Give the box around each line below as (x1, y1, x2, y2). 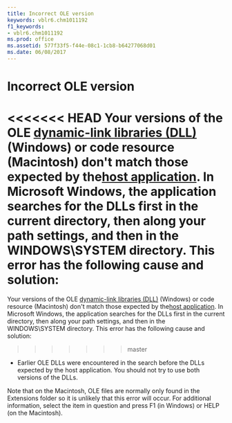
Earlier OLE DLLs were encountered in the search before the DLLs (17, 359, 205, 367)
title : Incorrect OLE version (7, 10, 95, 17)
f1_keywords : (7, 23, 45, 30)
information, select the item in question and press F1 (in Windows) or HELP (7, 402, 220, 409)
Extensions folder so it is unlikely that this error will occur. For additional (7, 394, 212, 402)
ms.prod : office (7, 36, 54, 43)
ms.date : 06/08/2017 (7, 49, 67, 56)
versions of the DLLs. (17, 373, 78, 381)
